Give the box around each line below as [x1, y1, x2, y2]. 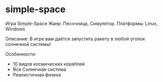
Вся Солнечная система [12, 66, 66, 72]
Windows [5, 25, 26, 32]
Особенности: [5, 51, 37, 57]
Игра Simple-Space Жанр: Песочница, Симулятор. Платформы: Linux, [5, 20, 158, 26]
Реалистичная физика [12, 71, 61, 77]
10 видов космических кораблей [12, 61, 85, 67]
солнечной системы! [5, 41, 51, 47]
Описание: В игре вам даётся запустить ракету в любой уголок [5, 36, 146, 42]
